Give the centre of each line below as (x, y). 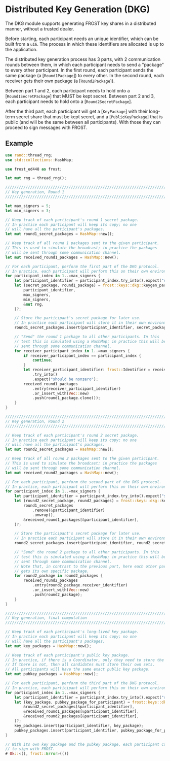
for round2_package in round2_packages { (58, 576)
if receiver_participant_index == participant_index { (82, 356)
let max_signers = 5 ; (28, 206)
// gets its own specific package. (52, 571)
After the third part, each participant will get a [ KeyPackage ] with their (77, 111)
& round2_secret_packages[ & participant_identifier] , (79, 707)
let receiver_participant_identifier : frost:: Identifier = (87, 370)
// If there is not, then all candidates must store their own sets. (80, 665)
